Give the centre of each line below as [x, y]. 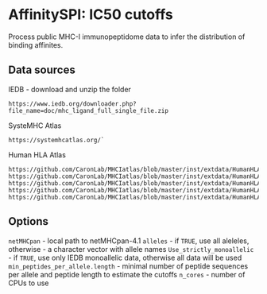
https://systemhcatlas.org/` [56, 140]
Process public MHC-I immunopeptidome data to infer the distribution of [127, 37]
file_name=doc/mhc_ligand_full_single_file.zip [89, 110]
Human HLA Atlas [37, 155]
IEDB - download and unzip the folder [70, 89]
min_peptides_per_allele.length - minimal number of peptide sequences [128, 266]
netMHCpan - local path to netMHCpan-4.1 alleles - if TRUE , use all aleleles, [129, 241]
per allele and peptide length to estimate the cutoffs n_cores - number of [127, 274]
